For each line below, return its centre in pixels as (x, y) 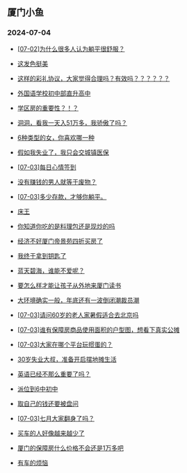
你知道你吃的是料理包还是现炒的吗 (66, 226)
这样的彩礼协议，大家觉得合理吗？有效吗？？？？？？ (93, 78)
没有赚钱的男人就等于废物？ (57, 182)
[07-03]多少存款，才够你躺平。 (62, 196)
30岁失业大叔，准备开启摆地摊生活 (67, 359)
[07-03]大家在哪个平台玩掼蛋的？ (65, 344)
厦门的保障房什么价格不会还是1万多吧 (70, 448)
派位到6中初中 (38, 389)
